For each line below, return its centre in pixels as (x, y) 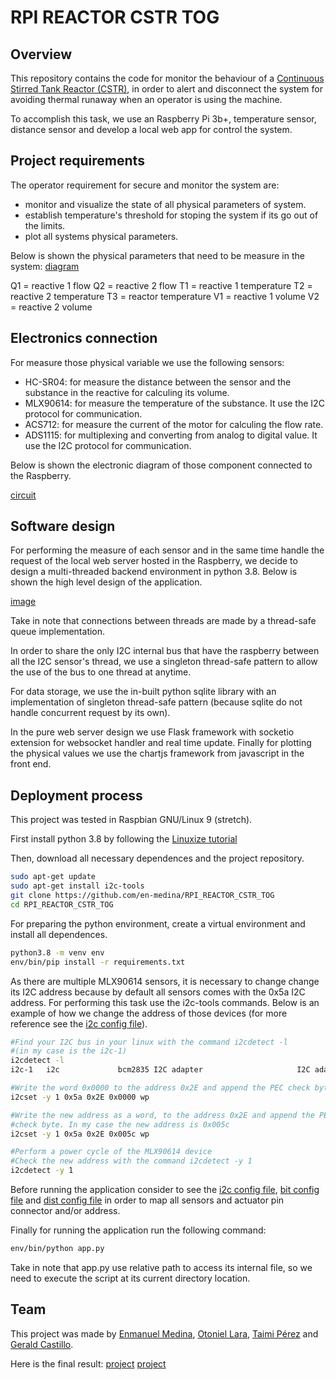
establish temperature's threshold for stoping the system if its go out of (171, 215)
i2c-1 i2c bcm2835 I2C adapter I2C (160, 1070)
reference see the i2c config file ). (79, 1023)
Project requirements (77, 161)
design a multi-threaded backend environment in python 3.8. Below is (154, 572)
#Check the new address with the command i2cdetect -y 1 (131, 1161)
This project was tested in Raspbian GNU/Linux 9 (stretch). (131, 820)
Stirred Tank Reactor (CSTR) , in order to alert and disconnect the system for (166, 89)
